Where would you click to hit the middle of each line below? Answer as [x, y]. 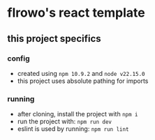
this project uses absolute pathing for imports [83, 81]
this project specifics [54, 39]
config [19, 59]
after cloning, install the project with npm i [77, 114]
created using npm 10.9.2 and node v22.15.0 [81, 73]
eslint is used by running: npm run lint [73, 129]
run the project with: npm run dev [65, 122]
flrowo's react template [76, 13]
